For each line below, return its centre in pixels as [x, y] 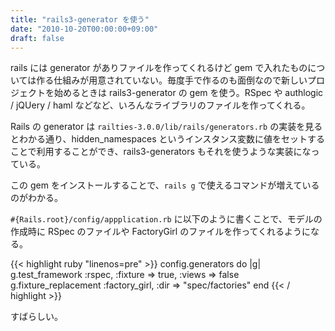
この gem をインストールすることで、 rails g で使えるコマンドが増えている [165, 185]
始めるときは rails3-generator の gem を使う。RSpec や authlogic [188, 93]
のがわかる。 [36, 198]
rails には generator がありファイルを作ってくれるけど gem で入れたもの [159, 68]
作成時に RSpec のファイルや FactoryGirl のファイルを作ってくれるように [161, 232]
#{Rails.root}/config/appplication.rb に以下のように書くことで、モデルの [166, 219]
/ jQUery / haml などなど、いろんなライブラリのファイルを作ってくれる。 [160, 105]
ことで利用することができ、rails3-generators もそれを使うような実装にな [161, 152]
